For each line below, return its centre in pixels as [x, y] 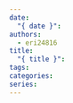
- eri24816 [37, 43]
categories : [31, 76]
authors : [25, 34]
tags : [19, 68]
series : [24, 84]
